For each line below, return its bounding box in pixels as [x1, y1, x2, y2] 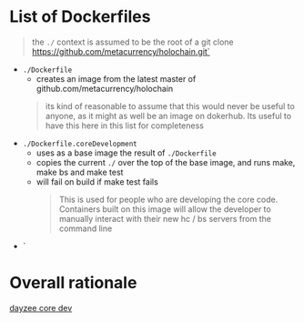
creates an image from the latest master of [35, 73, 197, 84]
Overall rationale [9, 273, 137, 293]
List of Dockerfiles [9, 6, 151, 27]
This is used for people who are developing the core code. [58, 194, 279, 205]
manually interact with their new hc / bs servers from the [58, 213, 271, 224]
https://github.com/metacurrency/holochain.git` [31, 45, 211, 56]
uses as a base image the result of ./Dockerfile [35, 147, 217, 158]
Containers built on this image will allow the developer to [58, 203, 271, 215]
